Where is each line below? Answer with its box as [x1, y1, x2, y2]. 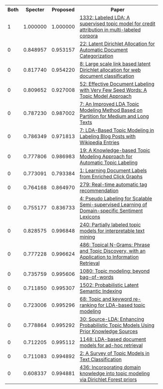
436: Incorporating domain [80, 364, 141, 370]
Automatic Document [80, 46, 128, 53]
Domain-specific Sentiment [80, 207, 143, 214]
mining [80, 233, 96, 240]
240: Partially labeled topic [80, 221, 141, 228]
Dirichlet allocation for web [80, 67, 141, 73]
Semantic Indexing [80, 288, 122, 294]
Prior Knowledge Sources [80, 328, 138, 334]
